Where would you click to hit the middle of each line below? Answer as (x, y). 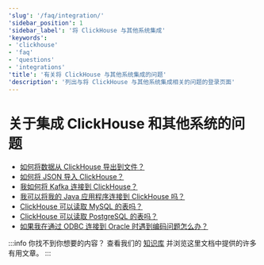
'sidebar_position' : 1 (46, 23)
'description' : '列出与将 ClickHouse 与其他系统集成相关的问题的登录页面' (122, 82)
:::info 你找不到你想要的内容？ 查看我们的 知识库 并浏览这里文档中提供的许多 (132, 244)
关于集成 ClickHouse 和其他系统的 (120, 123)
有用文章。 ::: (30, 253)
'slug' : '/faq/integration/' (56, 15)
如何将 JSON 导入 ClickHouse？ (72, 177)
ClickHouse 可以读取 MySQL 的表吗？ (81, 206)
